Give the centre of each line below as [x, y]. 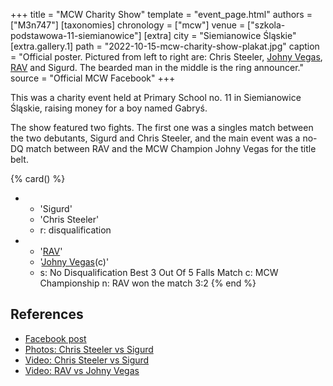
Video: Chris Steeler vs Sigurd [87, 360]
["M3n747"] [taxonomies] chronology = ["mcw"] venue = [128, 25]
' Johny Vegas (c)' [74, 262]
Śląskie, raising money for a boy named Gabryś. [109, 108]
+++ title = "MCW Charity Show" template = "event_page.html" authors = [161, 14]
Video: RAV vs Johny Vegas [82, 370]
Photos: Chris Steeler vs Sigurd [89, 349]
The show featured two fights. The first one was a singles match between [162, 127]
